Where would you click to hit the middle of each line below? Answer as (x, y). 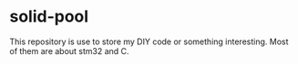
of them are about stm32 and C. (69, 50)
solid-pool (49, 17)
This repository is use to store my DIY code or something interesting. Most (149, 41)
